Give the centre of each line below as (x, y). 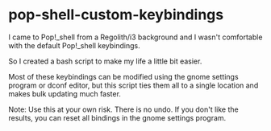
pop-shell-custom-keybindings (116, 15)
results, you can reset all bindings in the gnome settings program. (117, 117)
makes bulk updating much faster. (65, 93)
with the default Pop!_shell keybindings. (75, 45)
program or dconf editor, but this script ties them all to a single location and (133, 85)
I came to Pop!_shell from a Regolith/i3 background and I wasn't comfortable (135, 37)
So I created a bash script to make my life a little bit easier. (105, 61)
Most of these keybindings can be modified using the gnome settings (124, 76)
